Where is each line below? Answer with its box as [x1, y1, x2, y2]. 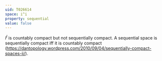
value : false [5, 20, 32, 26]
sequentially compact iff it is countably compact [5, 40, 102, 46]
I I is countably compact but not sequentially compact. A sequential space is [5, 34, 158, 41]
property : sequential [5, 16, 49, 21]
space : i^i [5, 12, 27, 17]
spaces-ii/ [5, 50, 25, 56]
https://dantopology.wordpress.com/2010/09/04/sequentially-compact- [6, 45, 152, 51]
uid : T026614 [5, 7, 32, 12]
